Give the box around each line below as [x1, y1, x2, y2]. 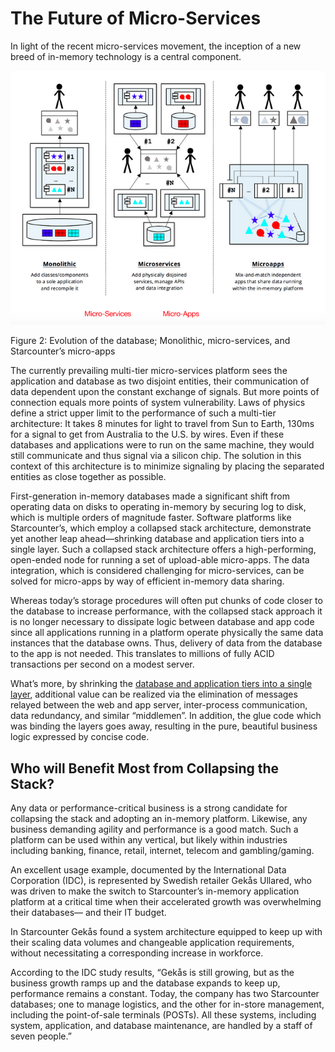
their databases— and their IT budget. [10, 907, 167, 919]
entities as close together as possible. [10, 471, 167, 483]
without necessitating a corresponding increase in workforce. [10, 947, 264, 959]
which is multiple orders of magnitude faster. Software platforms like [10, 512, 292, 524]
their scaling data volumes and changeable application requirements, [10, 937, 295, 949]
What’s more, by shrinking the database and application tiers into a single [10, 678, 313, 690]
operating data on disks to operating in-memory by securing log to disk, [10, 501, 307, 513]
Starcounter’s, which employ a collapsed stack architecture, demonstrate [10, 522, 312, 534]
